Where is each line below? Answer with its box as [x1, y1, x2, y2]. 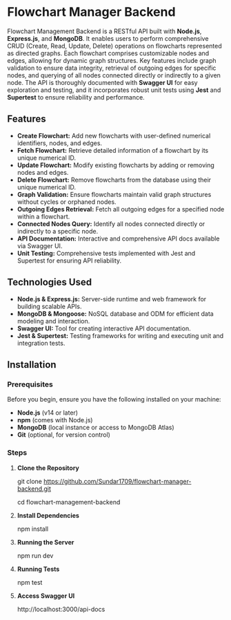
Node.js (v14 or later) [17, 408, 78, 417]
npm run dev [17, 551, 54, 560]
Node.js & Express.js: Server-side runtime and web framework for [17, 294, 207, 303]
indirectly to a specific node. [17, 227, 99, 235]
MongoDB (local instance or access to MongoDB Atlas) [17, 423, 174, 432]
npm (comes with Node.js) [17, 416, 93, 424]
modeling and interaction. [17, 317, 90, 325]
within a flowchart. [17, 212, 70, 220]
